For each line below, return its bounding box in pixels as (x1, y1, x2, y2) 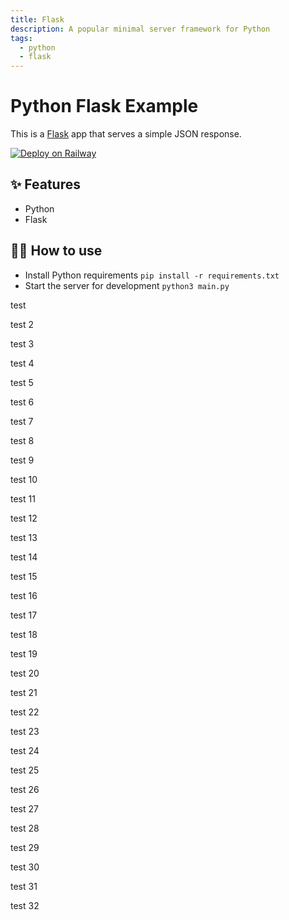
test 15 (10, 570, 38, 582)
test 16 (10, 589, 38, 601)
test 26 (10, 783, 40, 795)
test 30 (10, 861, 40, 873)
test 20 (10, 667, 40, 679)
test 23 (10, 725, 40, 737)
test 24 (10, 744, 40, 756)
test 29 (10, 841, 40, 853)
